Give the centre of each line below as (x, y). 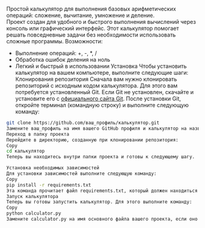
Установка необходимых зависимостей (53, 168)
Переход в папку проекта (38, 134)
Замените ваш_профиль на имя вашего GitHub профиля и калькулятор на (97, 128)
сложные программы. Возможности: (55, 41)
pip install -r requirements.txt (49, 185)
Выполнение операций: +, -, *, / (56, 53)
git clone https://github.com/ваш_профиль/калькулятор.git (83, 123)
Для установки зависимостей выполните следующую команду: (81, 174)
